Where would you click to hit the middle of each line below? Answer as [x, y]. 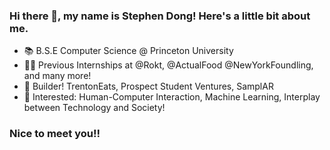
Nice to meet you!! [55, 134]
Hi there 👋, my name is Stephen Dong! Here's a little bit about [160, 16]
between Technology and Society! [94, 108]
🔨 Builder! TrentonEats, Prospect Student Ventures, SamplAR [148, 86]
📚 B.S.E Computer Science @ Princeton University [128, 51]
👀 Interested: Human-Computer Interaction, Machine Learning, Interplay [172, 97]
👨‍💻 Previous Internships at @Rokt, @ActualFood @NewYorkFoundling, [168, 65]
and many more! [57, 76]
